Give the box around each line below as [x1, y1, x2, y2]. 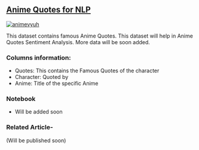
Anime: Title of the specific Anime [14, 80, 99, 87]
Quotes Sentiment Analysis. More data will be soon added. [6, 38, 151, 45]
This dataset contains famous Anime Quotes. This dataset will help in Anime [6, 32, 193, 39]
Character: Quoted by [14, 74, 69, 81]
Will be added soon [14, 108, 63, 115]
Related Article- [6, 123, 54, 131]
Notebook [6, 95, 36, 103]
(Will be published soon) [6, 137, 66, 144]
